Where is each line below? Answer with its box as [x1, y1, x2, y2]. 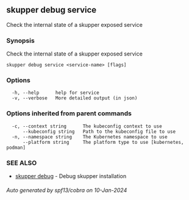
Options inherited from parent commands [6, 109, 132, 118]
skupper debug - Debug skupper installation [15, 173, 127, 179]
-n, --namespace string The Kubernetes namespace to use [12, 134, 168, 140]
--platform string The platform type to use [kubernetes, [22, 139, 184, 145]
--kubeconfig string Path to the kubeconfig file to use [22, 128, 176, 135]
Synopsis [6, 36, 35, 45]
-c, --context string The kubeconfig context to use [12, 123, 163, 129]
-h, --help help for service [12, 90, 99, 96]
